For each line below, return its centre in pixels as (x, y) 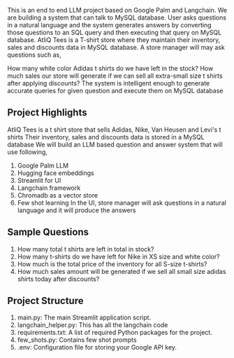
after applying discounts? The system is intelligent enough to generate (109, 83)
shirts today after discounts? (58, 279)
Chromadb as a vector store (58, 195)
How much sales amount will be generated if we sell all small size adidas (122, 271)
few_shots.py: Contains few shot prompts (77, 340)
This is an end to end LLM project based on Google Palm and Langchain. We (117, 10)
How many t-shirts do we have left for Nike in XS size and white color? (118, 256)
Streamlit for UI (39, 180)
